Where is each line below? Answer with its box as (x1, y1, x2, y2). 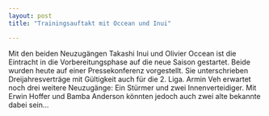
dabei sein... (8, 100, 49, 110)
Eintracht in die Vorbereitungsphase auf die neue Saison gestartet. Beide (8, 57, 250, 67)
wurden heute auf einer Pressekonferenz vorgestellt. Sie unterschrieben (8, 65, 249, 75)
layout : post (8, 11, 53, 20)
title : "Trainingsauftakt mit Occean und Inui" (8, 19, 172, 27)
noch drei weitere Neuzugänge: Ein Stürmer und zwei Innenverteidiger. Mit (8, 82, 257, 93)
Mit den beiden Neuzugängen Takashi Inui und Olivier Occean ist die (8, 48, 237, 58)
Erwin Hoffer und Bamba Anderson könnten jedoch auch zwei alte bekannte (8, 91, 261, 101)
